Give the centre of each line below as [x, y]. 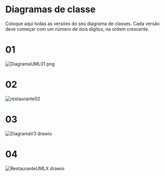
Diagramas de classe [51, 9]
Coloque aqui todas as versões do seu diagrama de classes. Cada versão [82, 24]
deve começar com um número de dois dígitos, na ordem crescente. [77, 29]
